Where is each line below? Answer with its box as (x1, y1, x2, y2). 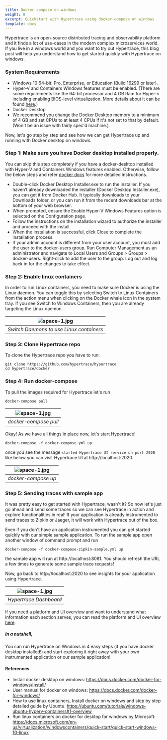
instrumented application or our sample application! (5, 654, 111, 660)
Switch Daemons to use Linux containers (7, 326, 103, 333)
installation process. (12, 234, 54, 240)
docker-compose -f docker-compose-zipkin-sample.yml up (5, 547, 123, 552)
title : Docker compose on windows (5, 7, 77, 12)
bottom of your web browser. (12, 202, 72, 208)
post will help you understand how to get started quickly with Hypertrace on (5, 51, 161, 57)
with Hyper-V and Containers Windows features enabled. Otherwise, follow (5, 166, 159, 172)
